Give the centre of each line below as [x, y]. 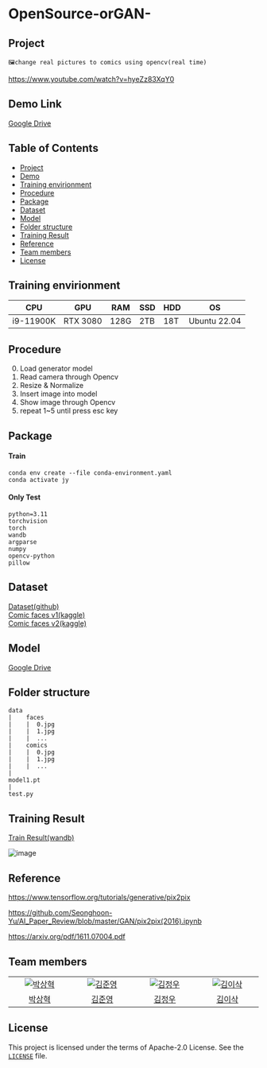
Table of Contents [54, 148]
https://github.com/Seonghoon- [60, 913]
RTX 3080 [83, 321]
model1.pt [25, 780]
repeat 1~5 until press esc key [69, 411]
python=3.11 [28, 515]
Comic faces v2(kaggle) [48, 623]
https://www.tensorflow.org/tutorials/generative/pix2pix [99, 897]
